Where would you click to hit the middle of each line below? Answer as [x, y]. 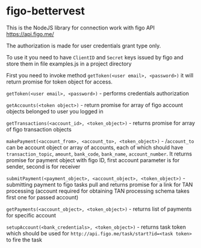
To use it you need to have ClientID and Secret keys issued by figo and [95, 57]
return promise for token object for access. [60, 82]
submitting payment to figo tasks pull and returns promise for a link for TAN [100, 184]
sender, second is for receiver [43, 166]
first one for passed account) [42, 197]
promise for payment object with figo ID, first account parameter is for [93, 160]
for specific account [31, 215]
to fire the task [24, 240]
